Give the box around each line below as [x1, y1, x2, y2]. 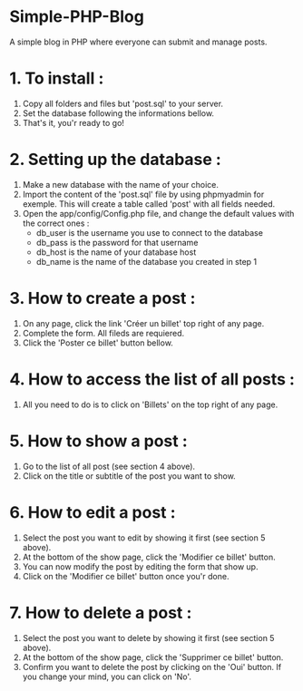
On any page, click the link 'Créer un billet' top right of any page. [22, 317, 265, 328]
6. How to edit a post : [9, 501, 176, 522]
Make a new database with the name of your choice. [22, 179, 220, 190]
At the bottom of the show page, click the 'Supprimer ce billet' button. [22, 651, 284, 663]
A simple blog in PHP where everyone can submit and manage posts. [9, 36, 268, 47]
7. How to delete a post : [9, 602, 192, 623]
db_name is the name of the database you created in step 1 [35, 256, 258, 267]
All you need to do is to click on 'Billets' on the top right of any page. [22, 399, 279, 410]
